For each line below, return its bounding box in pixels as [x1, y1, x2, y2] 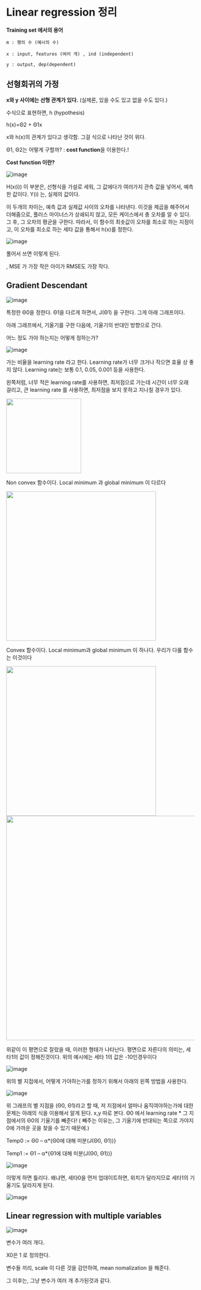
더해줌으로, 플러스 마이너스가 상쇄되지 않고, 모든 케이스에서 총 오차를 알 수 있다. [6, 211, 191, 218]
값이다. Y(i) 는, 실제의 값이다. [12, 190, 80, 197]
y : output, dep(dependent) [6, 61, 77, 68]
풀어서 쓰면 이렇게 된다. [6, 250, 61, 257]
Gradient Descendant [6, 281, 88, 291]
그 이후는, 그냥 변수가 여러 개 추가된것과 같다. [6, 1277, 112, 1284]
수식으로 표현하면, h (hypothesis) [6, 109, 85, 116]
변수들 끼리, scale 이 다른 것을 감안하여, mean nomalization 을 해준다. [6, 1264, 170, 1271]
